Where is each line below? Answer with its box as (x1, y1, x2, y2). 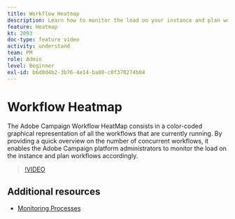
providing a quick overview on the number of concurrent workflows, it (7, 137, 208, 146)
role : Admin (7, 56, 42, 63)
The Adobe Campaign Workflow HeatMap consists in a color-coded (7, 122, 203, 130)
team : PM (7, 50, 33, 57)
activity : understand (7, 43, 71, 50)
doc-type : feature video (7, 36, 80, 43)
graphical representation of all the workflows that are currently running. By (7, 129, 222, 138)
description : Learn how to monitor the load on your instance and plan (7, 17, 220, 24)
